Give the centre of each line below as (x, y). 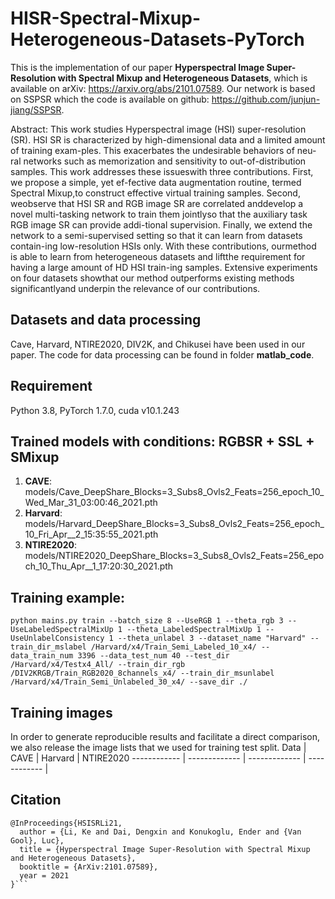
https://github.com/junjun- (266, 99)
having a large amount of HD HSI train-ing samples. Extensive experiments (164, 267)
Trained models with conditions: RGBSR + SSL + (162, 441)
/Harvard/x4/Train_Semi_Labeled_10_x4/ (173, 647)
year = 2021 (44, 875)
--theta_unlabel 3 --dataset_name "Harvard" (212, 638)
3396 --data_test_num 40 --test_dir (153, 656)
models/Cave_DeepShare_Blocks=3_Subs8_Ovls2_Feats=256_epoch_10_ (174, 492)
